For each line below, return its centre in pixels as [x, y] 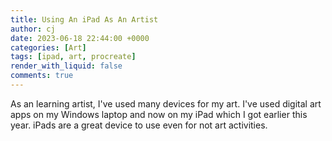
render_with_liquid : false [66, 66]
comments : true [42, 76]
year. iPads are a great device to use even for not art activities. [139, 125]
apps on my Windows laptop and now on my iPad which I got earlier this [159, 114]
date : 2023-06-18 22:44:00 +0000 [80, 38]
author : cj [33, 29]
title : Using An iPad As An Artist [84, 19]
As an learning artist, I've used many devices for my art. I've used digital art [166, 103]
